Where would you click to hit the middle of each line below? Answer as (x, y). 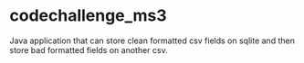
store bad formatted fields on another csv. (89, 49)
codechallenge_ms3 (88, 16)
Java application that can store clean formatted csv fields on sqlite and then (152, 40)
